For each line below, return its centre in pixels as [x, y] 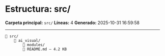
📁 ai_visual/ [27, 40]
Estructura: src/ [38, 9]
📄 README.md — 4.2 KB [45, 49]
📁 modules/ [34, 45]
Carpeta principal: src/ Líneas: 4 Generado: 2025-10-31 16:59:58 [72, 23]
